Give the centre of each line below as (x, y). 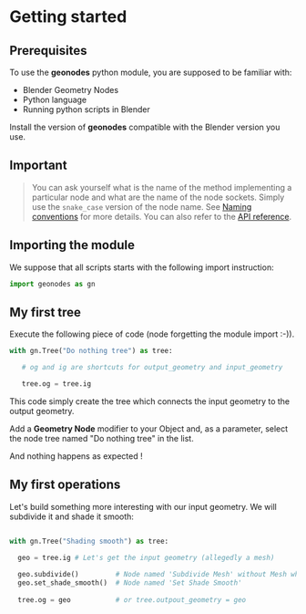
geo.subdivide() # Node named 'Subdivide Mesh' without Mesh (152, 575)
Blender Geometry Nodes (71, 90)
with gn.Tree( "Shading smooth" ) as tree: (89, 541)
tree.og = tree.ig (56, 384)
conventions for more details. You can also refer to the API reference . (162, 216)
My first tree (46, 312)
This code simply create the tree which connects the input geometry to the (149, 401)
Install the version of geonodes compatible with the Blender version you (145, 127)
